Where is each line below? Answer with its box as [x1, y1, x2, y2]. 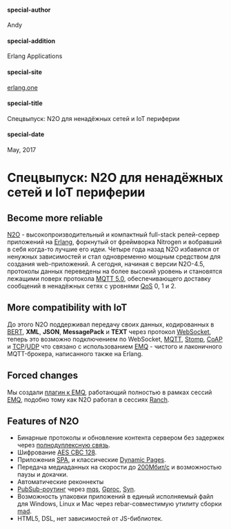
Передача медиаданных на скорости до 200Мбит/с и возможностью [17, 463, 222, 472]
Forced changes [7, 370, 78, 382]
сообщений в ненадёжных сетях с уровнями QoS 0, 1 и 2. [7, 282, 177, 290]
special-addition [7, 37, 56, 45]
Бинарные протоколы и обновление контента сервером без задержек [17, 434, 225, 442]
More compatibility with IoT [7, 301, 128, 314]
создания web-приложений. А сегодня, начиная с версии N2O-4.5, [7, 260, 205, 268]
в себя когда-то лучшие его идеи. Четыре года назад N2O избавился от [7, 245, 219, 254]
